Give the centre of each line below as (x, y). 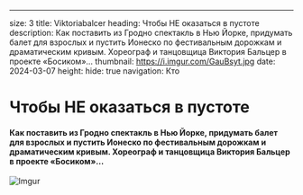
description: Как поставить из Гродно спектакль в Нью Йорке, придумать (151, 33)
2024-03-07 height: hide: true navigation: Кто (95, 71)
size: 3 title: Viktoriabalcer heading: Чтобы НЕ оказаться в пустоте (134, 23)
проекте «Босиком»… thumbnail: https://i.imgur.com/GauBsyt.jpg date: (142, 61)
